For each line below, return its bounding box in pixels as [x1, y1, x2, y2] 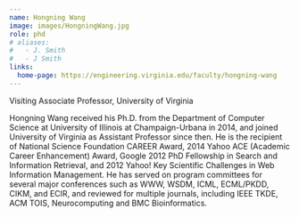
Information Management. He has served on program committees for [9, 169, 263, 180]
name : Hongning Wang [9, 12, 87, 22]
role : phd [9, 29, 46, 38]
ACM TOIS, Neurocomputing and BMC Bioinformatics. [9, 197, 208, 208]
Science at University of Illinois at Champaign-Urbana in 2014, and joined [9, 122, 278, 133]
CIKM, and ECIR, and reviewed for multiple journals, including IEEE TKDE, [9, 188, 278, 198]
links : [9, 63, 34, 72]
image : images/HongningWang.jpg [9, 21, 129, 30]
